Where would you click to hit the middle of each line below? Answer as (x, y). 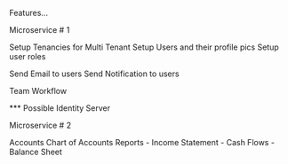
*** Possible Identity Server (60, 108)
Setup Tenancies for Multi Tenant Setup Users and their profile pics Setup (144, 47)
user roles (28, 56)
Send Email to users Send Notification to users (94, 74)
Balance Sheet (36, 152)
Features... (29, 13)
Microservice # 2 (40, 125)
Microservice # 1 (40, 30)
